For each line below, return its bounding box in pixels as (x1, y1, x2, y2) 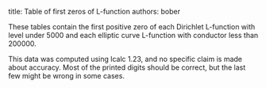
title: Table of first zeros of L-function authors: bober (8, 7, 181, 16)
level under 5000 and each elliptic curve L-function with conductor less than (8, 31, 259, 40)
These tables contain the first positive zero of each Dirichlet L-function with (8, 22, 256, 31)
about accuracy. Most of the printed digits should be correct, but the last (8, 63, 246, 72)
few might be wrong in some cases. (8, 71, 125, 80)
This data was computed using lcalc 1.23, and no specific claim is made (8, 55, 243, 63)
